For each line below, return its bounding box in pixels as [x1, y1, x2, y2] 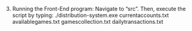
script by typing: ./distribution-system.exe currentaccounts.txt [12, 12, 169, 19]
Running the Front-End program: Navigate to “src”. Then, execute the [12, 5, 186, 12]
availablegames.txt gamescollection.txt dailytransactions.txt [12, 18, 164, 25]
